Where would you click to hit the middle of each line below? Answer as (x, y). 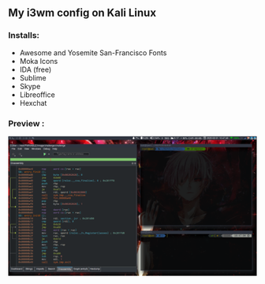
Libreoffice (37, 95)
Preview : (26, 123)
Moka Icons (39, 61)
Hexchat (33, 103)
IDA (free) (35, 69)
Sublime (33, 77)
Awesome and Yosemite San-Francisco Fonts (93, 52)
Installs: (24, 35)
